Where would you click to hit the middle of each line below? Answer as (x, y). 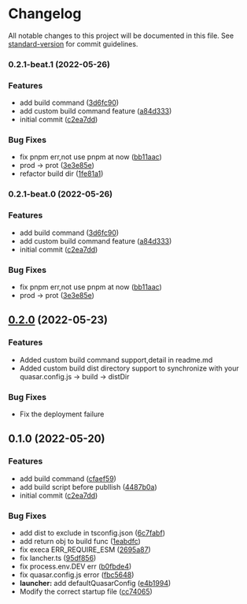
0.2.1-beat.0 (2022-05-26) (60, 194)
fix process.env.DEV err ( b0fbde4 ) (76, 566)
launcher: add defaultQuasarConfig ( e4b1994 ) (95, 583)
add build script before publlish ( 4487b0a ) (88, 487)
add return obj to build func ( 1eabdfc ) (80, 541)
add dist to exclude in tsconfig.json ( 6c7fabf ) (92, 532)
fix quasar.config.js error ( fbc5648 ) (77, 574)
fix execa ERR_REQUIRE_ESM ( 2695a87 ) (85, 550)
